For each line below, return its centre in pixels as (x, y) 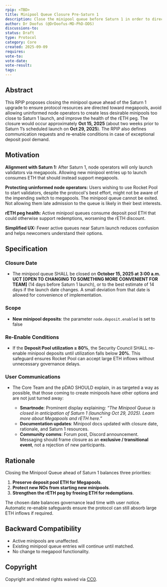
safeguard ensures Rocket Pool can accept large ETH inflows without (83, 358)
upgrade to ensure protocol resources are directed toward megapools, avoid (83, 107)
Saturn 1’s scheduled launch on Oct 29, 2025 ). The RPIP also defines (76, 129)
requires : (15, 51)
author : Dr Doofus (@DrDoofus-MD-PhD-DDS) (50, 24)
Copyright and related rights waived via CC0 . (51, 579)
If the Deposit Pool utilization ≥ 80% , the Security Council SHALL (80, 348)
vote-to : (14, 56)
